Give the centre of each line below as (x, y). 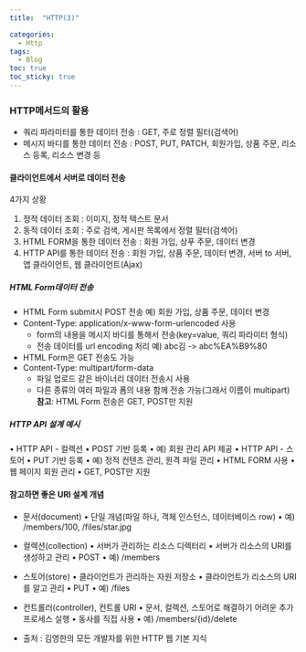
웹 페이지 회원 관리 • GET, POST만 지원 (80, 472)
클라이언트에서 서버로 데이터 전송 (68, 177)
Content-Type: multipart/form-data (88, 368)
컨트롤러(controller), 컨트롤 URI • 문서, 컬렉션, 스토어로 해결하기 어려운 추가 (158, 607)
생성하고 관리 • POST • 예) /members (91, 557)
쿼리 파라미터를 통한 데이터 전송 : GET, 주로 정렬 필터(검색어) (131, 132)
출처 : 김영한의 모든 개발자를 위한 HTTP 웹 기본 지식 (115, 638)
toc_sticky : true (42, 77)
